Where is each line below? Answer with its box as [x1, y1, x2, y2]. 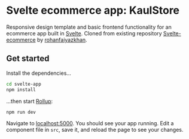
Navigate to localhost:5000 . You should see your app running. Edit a [6, 120, 174, 127]
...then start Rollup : [6, 97, 53, 105]
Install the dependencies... [6, 69, 72, 77]
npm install [6, 86, 36, 93]
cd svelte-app [6, 81, 42, 87]
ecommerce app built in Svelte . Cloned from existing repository [6, 29, 163, 37]
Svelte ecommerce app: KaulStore [6, 4, 180, 17]
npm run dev [6, 109, 36, 115]
